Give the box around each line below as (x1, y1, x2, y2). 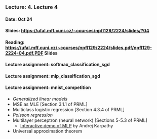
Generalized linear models (12, 96, 68, 102)
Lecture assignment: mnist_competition (5, 84, 91, 90)
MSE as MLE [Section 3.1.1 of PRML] (12, 101, 88, 107)
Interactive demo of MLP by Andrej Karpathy (20, 123, 113, 129)
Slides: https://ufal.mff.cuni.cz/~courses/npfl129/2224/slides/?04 (5, 28, 149, 34)
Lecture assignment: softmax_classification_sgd (5, 62, 110, 68)
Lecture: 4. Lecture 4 (5, 4, 58, 11)
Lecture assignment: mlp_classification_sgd (5, 73, 100, 79)
